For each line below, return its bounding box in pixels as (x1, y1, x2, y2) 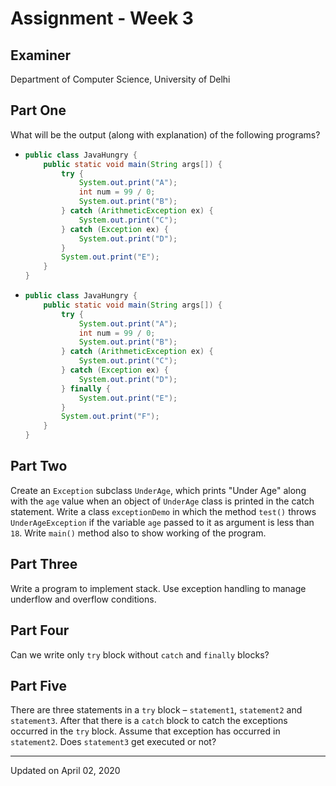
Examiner (10, 47, 72, 64)
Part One (10, 102, 67, 119)
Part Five (10, 677, 67, 694)
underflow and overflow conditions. (10, 593, 157, 605)
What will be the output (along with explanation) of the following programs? (10, 128, 321, 141)
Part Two (10, 458, 68, 475)
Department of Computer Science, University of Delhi (10, 73, 231, 85)
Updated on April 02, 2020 (10, 765, 121, 777)
